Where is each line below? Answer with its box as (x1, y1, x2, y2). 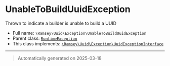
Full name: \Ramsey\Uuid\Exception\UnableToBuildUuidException (12, 30, 147, 36)
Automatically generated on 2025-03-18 (17, 55, 102, 61)
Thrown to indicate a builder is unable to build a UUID (5, 20, 117, 26)
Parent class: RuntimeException (12, 35, 77, 41)
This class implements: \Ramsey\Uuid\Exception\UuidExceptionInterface (12, 40, 164, 46)
